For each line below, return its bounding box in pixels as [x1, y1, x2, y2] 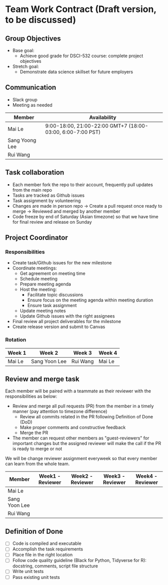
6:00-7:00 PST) [62, 128, 101, 135]
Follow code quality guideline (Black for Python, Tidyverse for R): [12, 557, 146, 563]
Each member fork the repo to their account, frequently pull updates [12, 182, 153, 188]
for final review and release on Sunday [12, 219, 92, 225]
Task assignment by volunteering [12, 197, 81, 204]
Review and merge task [5, 375, 79, 383]
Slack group [12, 96, 37, 102]
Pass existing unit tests [12, 574, 60, 580]
